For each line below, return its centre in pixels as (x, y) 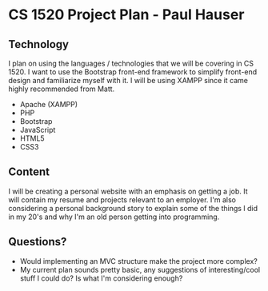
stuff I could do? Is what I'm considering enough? (101, 278)
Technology (39, 44)
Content (29, 172)
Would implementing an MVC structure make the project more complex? (138, 261)
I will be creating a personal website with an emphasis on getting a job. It (128, 191)
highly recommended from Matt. (62, 89)
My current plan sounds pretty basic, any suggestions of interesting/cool (140, 269)
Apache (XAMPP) (49, 104)
